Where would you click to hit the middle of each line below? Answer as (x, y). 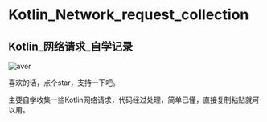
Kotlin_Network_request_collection (129, 15)
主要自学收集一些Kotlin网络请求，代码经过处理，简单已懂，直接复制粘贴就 (130, 100)
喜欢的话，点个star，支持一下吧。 (64, 83)
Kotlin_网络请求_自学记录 (71, 46)
